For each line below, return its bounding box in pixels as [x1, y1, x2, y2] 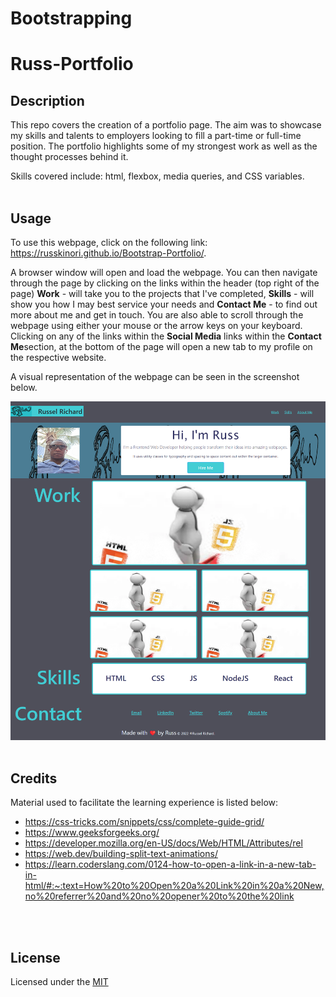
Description [10, 92, 85, 109]
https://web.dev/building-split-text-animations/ [24, 848, 218, 860]
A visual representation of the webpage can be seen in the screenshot [10, 371, 300, 382]
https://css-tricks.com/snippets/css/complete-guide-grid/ [24, 816, 265, 828]
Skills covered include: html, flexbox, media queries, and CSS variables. [10, 170, 305, 182]
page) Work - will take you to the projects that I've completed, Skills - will [10, 288, 315, 299]
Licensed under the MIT [10, 976, 109, 988]
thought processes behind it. [10, 151, 129, 163]
